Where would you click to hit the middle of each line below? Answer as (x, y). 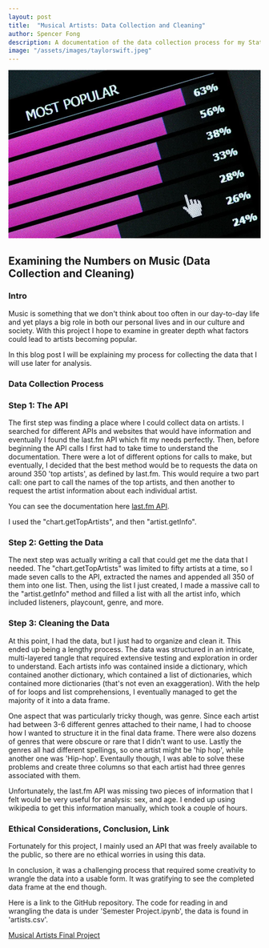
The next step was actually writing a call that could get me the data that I (128, 560)
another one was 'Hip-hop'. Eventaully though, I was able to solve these (127, 758)
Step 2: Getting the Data (56, 542)
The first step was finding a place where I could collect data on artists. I (126, 423)
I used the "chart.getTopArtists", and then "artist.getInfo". (102, 522)
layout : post (30, 17)
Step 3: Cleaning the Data (59, 623)
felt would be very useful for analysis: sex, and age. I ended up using (122, 799)
